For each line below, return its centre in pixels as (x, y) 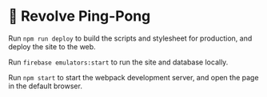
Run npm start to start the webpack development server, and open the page (133, 77)
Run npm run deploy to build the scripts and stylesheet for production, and (130, 38)
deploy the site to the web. (52, 46)
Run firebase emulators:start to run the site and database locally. (118, 62)
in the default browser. (45, 86)
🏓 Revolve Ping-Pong (80, 16)
